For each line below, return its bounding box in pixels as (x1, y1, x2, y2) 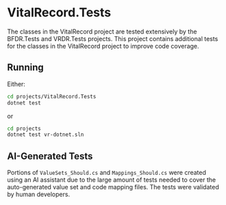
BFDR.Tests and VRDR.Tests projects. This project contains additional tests (7, 34, 218, 42)
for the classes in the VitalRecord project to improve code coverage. (7, 42, 200, 50)
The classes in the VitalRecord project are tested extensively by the (7, 27, 197, 36)
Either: (7, 80, 26, 88)
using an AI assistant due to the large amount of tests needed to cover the (7, 176, 216, 184)
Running (7, 61, 45, 73)
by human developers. (7, 190, 71, 199)
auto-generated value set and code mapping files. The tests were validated (7, 183, 219, 191)
